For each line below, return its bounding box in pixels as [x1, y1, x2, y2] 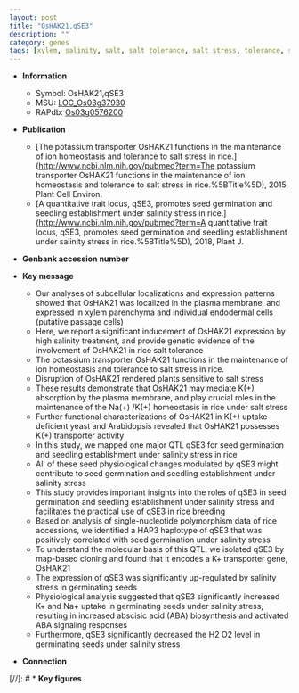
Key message [21, 271, 74, 282]
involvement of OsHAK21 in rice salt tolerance [35, 345, 204, 356]
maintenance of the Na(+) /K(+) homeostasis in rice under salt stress [35, 402, 288, 413]
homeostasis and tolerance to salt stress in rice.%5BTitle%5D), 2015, [35, 179, 289, 190]
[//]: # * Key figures [9, 673, 82, 684]
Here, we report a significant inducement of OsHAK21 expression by [35, 326, 287, 337]
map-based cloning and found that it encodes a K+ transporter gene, [35, 554, 288, 565]
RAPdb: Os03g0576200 [35, 107, 124, 118]
